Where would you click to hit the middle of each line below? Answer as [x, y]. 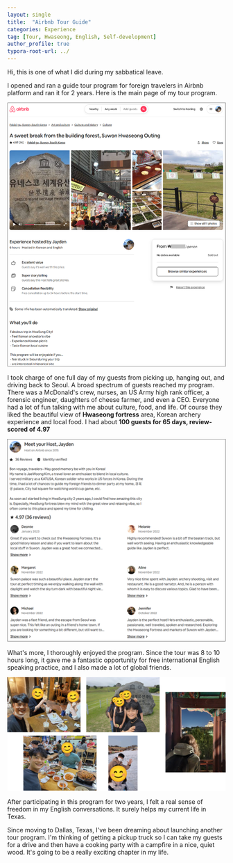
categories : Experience [42, 29]
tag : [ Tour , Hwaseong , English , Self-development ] [82, 37]
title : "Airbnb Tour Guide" [49, 22]
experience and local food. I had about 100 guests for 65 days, [98, 422]
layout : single [29, 15]
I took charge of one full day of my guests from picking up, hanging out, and [116, 378]
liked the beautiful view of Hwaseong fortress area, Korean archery [104, 414]
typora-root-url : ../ [38, 51]
